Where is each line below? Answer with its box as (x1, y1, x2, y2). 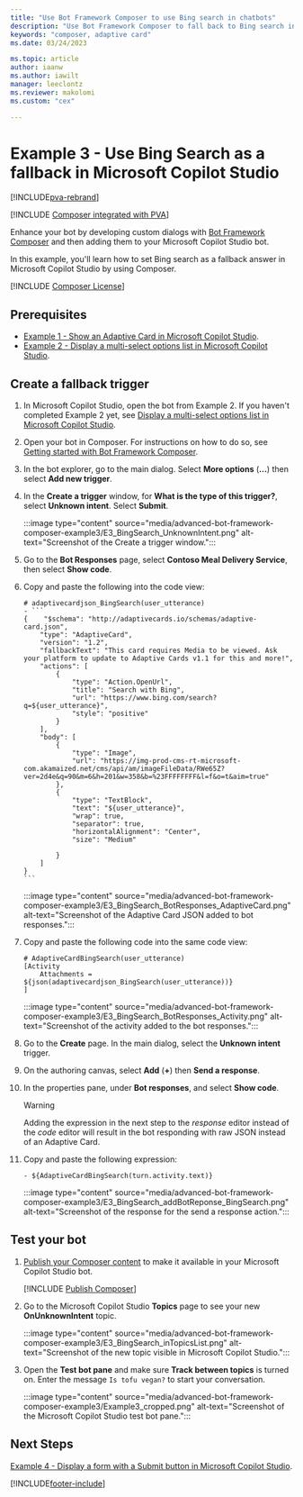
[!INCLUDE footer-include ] (10, 1478, 106, 1489)
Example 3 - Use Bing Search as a (10, 143, 265, 163)
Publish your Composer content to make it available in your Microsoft (22, 1256, 280, 1266)
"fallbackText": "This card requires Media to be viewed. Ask (40, 646, 278, 656)
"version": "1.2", (40, 639, 109, 648)
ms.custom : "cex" (10, 96, 76, 105)
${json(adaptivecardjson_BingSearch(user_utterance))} (22, 978, 234, 987)
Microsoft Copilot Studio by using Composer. (10, 263, 177, 275)
